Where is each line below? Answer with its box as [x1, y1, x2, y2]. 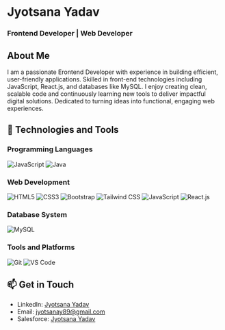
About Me [7, 49, 50, 62]
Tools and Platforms [7, 242, 75, 252]
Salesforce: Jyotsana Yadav [16, 315, 96, 323]
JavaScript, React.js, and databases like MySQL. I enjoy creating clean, [7, 82, 207, 90]
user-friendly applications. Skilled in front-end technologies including [7, 75, 202, 83]
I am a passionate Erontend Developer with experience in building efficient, [7, 68, 219, 76]
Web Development [7, 177, 70, 187]
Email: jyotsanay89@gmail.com [16, 307, 106, 316]
